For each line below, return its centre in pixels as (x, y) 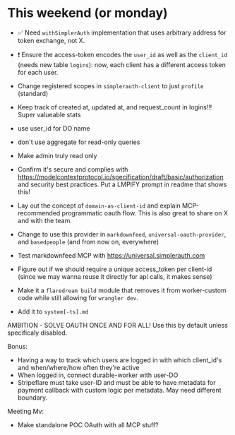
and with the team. (44, 220)
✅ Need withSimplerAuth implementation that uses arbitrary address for (122, 32)
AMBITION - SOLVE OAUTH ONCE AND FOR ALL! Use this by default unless (117, 325)
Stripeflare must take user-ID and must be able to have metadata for (117, 382)
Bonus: (18, 346)
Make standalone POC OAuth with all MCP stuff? (88, 424)
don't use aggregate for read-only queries (79, 142)
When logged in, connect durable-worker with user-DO (98, 375)
